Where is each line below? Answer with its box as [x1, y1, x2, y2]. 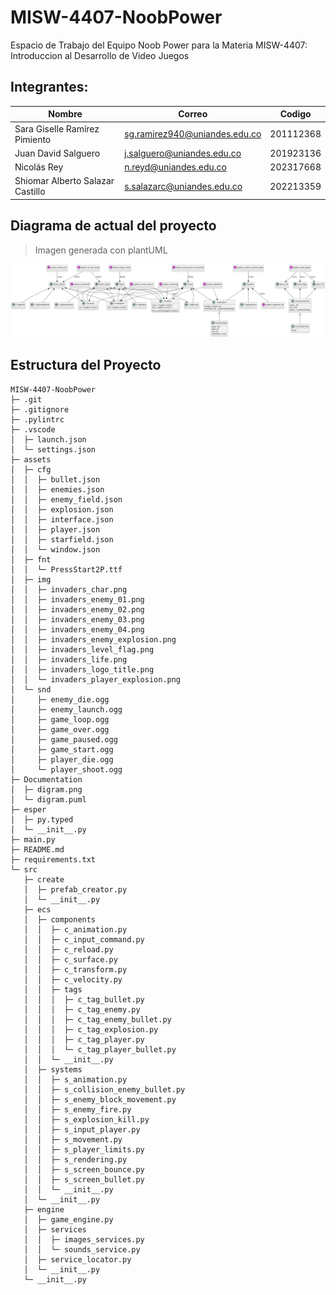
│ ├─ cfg [10, 464, 52, 475]
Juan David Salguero [14, 147, 101, 159]
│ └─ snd [10, 684, 52, 695]
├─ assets [10, 454, 52, 465]
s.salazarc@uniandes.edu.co [124, 180, 243, 192]
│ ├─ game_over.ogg [10, 724, 110, 735]
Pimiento [14, 133, 52, 145]
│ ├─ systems [23, 1064, 83, 1075]
